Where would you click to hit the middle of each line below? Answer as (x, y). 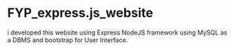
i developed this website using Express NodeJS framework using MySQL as (117, 32)
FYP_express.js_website (80, 13)
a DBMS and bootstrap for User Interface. (68, 39)
